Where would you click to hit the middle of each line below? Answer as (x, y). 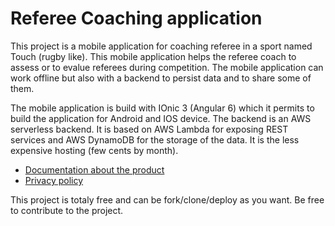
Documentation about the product (94, 169)
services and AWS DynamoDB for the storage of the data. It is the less (155, 139)
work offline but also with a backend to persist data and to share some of (161, 78)
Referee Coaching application (136, 18)
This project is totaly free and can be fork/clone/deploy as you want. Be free (167, 199)
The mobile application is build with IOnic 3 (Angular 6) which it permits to (162, 108)
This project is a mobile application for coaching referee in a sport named (161, 46)
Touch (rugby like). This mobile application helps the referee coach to (153, 56)
